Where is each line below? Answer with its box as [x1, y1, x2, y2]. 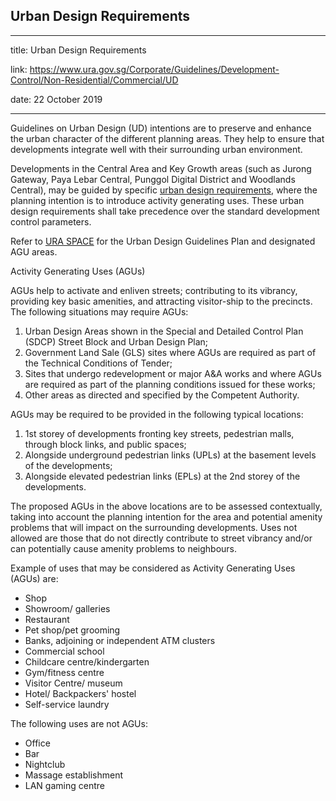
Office [24, 737, 51, 749]
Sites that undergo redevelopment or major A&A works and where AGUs [24, 367, 322, 379]
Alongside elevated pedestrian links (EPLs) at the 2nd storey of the [24, 470, 301, 482]
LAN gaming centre [24, 779, 105, 791]
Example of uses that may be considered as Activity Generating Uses [10, 562, 296, 574]
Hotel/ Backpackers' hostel [24, 687, 137, 699]
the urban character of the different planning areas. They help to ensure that [10, 132, 325, 144]
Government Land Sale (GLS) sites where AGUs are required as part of [24, 346, 317, 358]
